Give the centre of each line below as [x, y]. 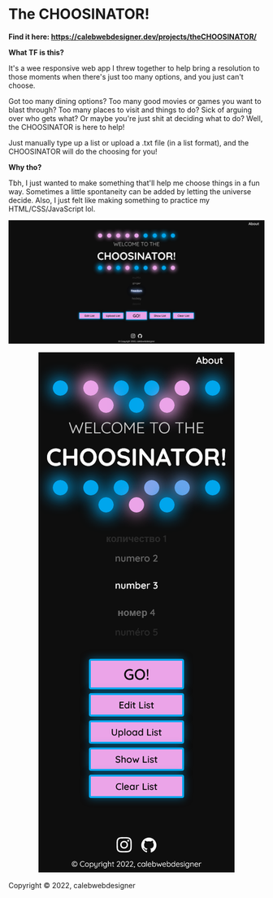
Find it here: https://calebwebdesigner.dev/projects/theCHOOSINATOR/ [133, 37]
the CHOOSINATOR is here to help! [67, 127]
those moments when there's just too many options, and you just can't [126, 76]
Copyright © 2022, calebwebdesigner [72, 885]
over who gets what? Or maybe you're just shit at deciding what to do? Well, [136, 118]
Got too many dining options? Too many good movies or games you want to [135, 101]
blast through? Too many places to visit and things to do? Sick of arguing [130, 110]
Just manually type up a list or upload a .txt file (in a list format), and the [129, 142]
